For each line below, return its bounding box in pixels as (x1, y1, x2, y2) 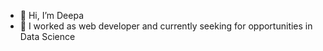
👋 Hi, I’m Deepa (19, 10, 85, 21)
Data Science (19, 31, 76, 42)
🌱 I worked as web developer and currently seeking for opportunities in (19, 20, 313, 32)
